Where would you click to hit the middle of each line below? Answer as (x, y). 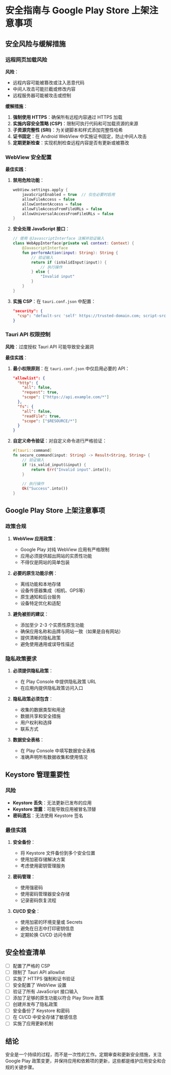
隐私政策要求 (21, 659)
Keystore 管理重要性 (38, 775)
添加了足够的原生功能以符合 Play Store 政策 (58, 998)
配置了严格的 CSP (31, 966)
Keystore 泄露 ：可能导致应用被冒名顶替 (54, 809)
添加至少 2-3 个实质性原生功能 (52, 625)
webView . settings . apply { (40, 190)
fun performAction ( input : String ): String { (70, 253)
